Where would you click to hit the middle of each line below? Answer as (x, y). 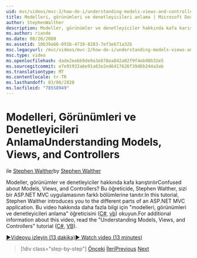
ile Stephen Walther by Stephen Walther (54, 170)
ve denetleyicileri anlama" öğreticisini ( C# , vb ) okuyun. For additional (89, 213)
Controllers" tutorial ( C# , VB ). (42, 226)
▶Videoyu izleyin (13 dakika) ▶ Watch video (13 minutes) (74, 237)
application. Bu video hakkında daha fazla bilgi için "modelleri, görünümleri (96, 207)
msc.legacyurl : (25, 50)
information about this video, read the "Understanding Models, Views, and (96, 220)
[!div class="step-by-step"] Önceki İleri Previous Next (85, 249)
